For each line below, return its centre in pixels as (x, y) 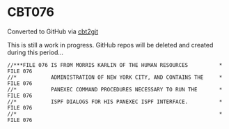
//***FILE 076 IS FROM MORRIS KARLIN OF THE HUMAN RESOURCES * (115, 65)
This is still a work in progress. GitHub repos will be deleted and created (110, 45)
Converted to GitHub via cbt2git (53, 31)
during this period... (35, 52)
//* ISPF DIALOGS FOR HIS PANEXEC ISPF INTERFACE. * (115, 102)
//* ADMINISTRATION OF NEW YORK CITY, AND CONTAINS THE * (115, 77)
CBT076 (31, 12)
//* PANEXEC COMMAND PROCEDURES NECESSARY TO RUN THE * (115, 89)
